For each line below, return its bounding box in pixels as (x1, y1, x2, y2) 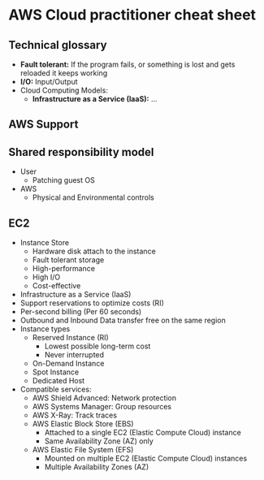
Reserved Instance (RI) (32, 333, 110, 343)
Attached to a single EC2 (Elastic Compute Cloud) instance (44, 428, 241, 438)
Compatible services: (19, 384, 92, 395)
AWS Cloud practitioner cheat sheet (8, 6, 257, 24)
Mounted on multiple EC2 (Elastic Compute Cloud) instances (44, 453, 248, 464)
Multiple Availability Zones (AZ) (44, 462, 149, 472)
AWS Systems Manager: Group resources (32, 402, 172, 412)
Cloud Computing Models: (19, 85, 108, 95)
